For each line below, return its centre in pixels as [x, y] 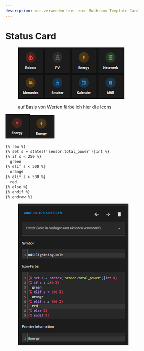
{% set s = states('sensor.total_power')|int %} [57, 151]
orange [17, 171]
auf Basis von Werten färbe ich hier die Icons [65, 107]
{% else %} [17, 187]
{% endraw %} [19, 197]
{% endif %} [18, 192]
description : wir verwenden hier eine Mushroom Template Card [72, 11]
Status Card [31, 36]
